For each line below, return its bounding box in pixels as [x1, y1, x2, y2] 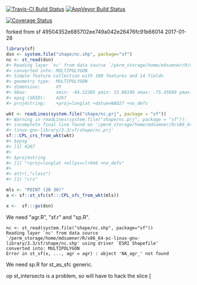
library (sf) [6, 46, 35, 52]
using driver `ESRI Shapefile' [81, 240, 159, 246]
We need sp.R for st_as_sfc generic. [6, 261, 93, 268]
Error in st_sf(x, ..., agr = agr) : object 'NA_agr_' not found [6, 250, 169, 256]
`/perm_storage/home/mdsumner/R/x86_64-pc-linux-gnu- [6, 235, 141, 241]
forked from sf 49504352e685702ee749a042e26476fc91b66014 [6, 28, 164, 35]
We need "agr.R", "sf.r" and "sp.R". [6, 213, 90, 220]
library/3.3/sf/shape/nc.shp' [6, 240, 80, 246]
